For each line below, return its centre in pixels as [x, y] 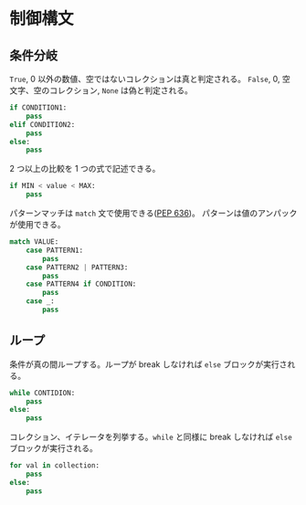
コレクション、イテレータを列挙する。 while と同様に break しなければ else [151, 437]
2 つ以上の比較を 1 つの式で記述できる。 [85, 169]
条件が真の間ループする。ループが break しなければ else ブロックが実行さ [148, 364]
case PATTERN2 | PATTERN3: [77, 267]
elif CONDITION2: [42, 124]
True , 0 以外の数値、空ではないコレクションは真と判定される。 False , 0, [145, 79]
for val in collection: [55, 466]
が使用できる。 [37, 224]
